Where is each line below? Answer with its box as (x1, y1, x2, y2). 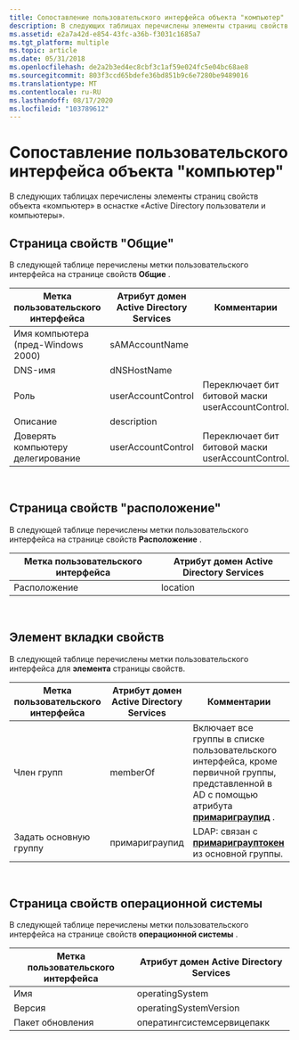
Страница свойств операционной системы (9, 897, 263, 912)
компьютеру (13, 441, 69, 453)
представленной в (192, 777, 273, 790)
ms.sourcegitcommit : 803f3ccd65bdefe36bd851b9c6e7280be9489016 (9, 71, 249, 80)
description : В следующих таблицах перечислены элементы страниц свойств (9, 21, 289, 30)
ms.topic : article (9, 46, 77, 55)
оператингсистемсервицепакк (136, 1017, 270, 1029)
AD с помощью (192, 788, 259, 800)
